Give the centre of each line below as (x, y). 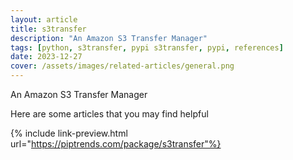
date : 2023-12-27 (46, 57)
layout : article (44, 19)
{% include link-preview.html (69, 133)
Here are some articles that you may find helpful (109, 114)
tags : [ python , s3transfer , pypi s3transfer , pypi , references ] (147, 47)
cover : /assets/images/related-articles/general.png (122, 66)
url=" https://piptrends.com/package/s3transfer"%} (116, 144)
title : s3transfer (48, 29)
